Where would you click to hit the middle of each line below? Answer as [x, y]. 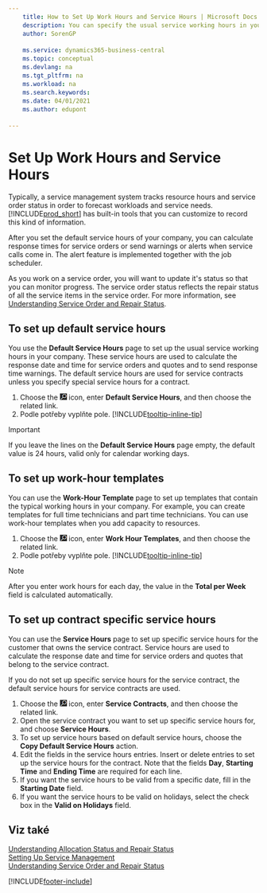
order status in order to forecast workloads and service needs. [110, 205]
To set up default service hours [87, 329]
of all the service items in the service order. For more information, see [122, 295]
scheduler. [25, 263]
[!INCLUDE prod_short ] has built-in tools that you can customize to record [128, 214]
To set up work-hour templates [86, 479]
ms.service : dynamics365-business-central [94, 51]
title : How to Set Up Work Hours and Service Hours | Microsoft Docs [140, 17]
